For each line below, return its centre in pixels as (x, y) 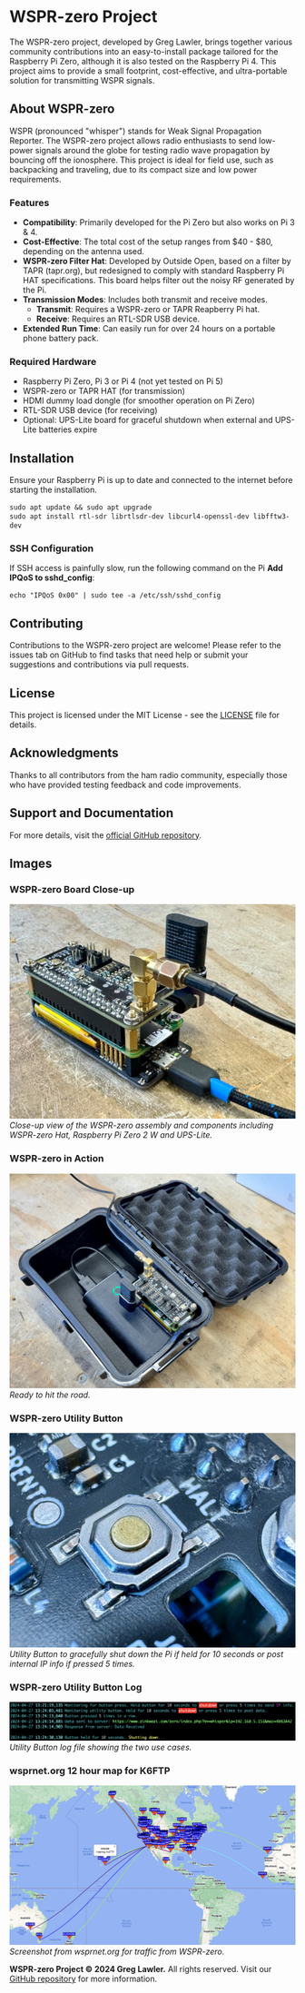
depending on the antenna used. (84, 252)
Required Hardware (53, 361)
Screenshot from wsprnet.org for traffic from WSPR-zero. (117, 1952)
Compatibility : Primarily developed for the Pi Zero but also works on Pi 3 (158, 222)
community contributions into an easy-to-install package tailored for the (144, 51)
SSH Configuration (52, 548)
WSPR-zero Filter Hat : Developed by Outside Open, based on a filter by (157, 261)
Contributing (46, 623)
